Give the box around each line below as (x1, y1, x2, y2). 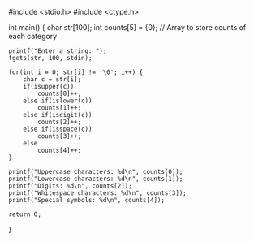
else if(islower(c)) (23, 97, 93, 105)
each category (8, 32, 58, 41)
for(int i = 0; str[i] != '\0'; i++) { (8, 68, 144, 76)
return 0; (8, 210, 42, 218)
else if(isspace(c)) (23, 125, 93, 133)
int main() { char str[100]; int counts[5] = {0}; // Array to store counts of (8, 23, 247, 32)
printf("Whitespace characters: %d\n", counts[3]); (8, 189, 187, 197)
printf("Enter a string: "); (8, 47, 107, 55)
